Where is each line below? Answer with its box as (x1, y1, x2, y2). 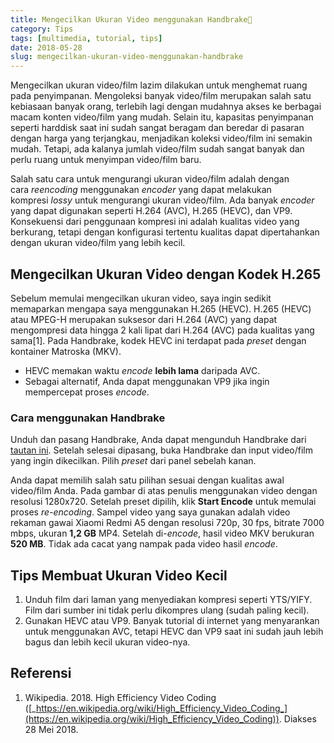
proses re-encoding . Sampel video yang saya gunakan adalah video (10, 506, 291, 518)
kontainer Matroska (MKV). (10, 345, 122, 357)
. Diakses (278, 712, 317, 725)
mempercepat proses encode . (24, 386, 150, 398)
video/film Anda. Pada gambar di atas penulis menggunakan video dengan (10, 485, 318, 497)
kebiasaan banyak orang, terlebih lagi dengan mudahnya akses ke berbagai (10, 101, 322, 113)
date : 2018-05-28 (10, 42, 83, 53)
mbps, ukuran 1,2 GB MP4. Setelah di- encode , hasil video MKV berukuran (10, 527, 315, 540)
